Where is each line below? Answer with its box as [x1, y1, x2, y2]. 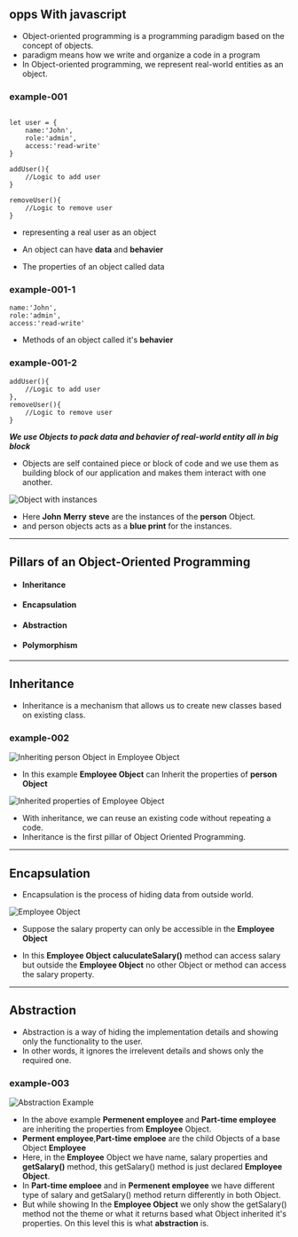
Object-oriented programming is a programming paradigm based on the [21, 30, 286, 41]
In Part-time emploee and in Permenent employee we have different [21, 1180, 275, 1191]
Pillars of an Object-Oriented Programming [9, 554, 251, 570]
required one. [21, 1054, 72, 1065]
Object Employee [21, 1143, 87, 1154]
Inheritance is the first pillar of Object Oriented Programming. [21, 832, 246, 842]
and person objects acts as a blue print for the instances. [21, 521, 232, 531]
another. [21, 476, 53, 487]
